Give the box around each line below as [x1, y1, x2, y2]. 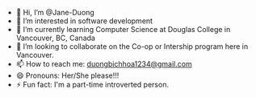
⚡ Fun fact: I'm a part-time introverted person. [15, 80, 170, 89]
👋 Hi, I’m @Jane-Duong [15, 8, 94, 17]
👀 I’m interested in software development [15, 16, 153, 26]
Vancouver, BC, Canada [15, 33, 95, 42]
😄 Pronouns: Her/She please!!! [15, 71, 120, 80]
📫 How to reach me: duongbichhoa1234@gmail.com [15, 59, 192, 68]
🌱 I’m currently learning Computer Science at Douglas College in [15, 25, 231, 34]
